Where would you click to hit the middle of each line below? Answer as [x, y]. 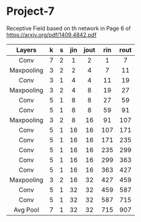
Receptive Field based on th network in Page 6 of [69, 28]
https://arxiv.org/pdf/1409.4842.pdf [51, 34]
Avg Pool [27, 210]
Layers [26, 50]
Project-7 [31, 11]
